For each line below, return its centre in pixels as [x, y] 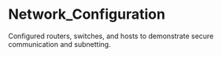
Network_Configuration [87, 14]
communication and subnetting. [60, 44]
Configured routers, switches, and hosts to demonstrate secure [111, 36]
